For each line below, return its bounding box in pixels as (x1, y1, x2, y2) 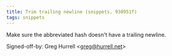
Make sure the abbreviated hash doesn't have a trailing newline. (6, 31, 167, 38)
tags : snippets (6, 14, 45, 20)
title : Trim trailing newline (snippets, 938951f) (6, 8, 137, 15)
